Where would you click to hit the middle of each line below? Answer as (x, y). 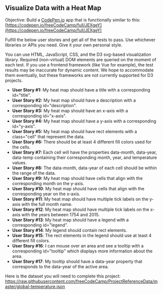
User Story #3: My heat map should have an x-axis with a (70, 111)
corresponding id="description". (44, 105)
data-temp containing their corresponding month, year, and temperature (84, 157)
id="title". (21, 95)
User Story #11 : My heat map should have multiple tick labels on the (80, 199)
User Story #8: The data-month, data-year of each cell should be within (84, 168)
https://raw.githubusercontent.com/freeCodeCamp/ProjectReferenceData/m (81, 281)
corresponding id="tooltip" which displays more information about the (82, 251)
